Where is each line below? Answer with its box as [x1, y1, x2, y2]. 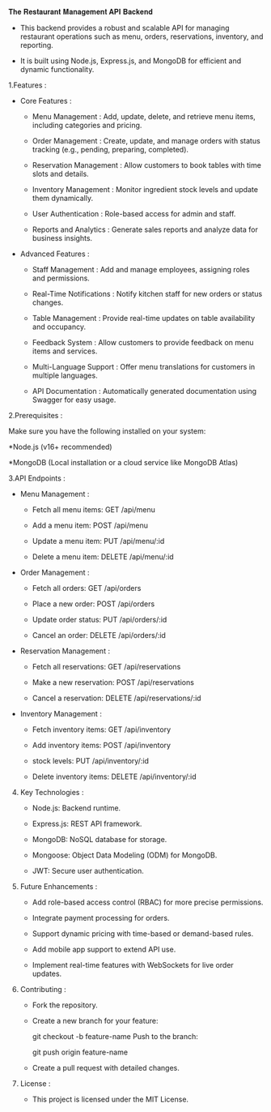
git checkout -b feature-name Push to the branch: [32, 1032, 198, 1041]
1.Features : [8, 80, 47, 90]
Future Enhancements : [19, 882, 98, 891]
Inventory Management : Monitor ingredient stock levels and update [32, 185, 259, 194]
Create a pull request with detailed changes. [32, 1063, 180, 1072]
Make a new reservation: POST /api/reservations [32, 678, 194, 687]
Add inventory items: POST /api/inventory [32, 741, 171, 750]
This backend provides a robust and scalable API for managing [19, 24, 230, 32]
